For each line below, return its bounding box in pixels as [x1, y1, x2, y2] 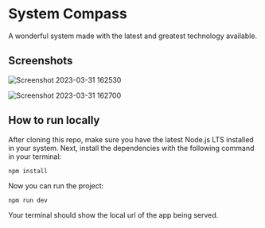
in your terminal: [8, 152, 62, 161]
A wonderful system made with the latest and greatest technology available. [8, 31, 257, 41]
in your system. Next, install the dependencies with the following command [8, 143, 255, 153]
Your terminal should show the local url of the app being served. [8, 210, 219, 219]
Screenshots [8, 54, 73, 68]
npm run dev [8, 196, 48, 204]
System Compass [8, 5, 127, 23]
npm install [8, 167, 48, 175]
